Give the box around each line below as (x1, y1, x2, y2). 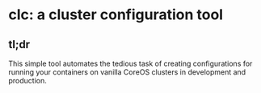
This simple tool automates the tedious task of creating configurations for (8, 59, 253, 68)
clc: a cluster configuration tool (8, 6, 224, 24)
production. (8, 76, 47, 85)
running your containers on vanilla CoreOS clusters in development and (8, 67, 246, 77)
